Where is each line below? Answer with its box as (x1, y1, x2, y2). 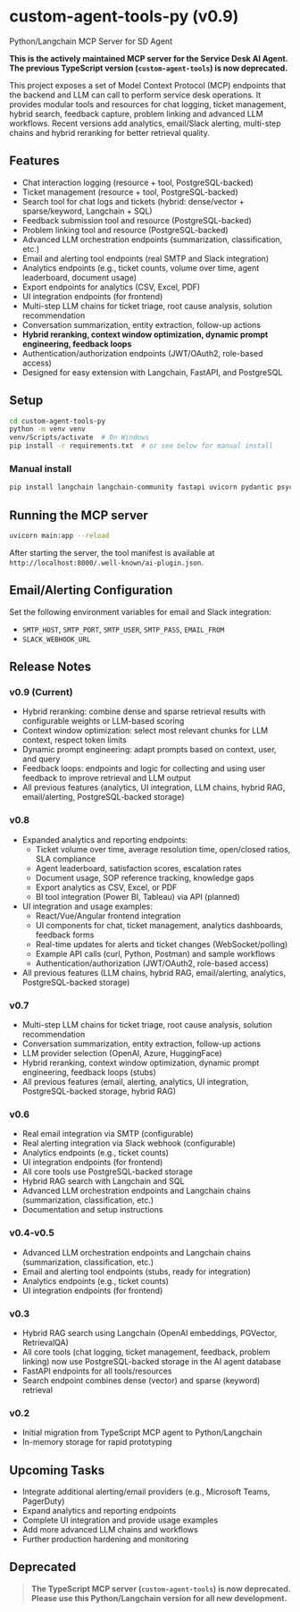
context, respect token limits (21, 735, 127, 745)
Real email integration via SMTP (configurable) (21, 1129, 194, 1139)
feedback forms (35, 929, 95, 940)
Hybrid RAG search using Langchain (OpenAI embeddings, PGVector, (21, 1327, 278, 1338)
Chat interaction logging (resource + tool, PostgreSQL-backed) (21, 177, 254, 188)
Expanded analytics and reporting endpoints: (21, 834, 188, 845)
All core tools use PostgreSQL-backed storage (21, 1166, 194, 1177)
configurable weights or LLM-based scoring (21, 716, 185, 726)
